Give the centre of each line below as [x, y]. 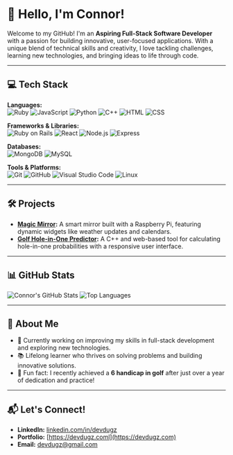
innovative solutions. [46, 366]
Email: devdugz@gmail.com [58, 444]
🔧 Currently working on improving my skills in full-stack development [116, 341]
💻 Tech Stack [38, 85]
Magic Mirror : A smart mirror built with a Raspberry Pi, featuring [109, 224]
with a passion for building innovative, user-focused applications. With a [110, 40]
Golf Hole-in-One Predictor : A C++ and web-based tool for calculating [119, 239]
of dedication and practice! [56, 380]
